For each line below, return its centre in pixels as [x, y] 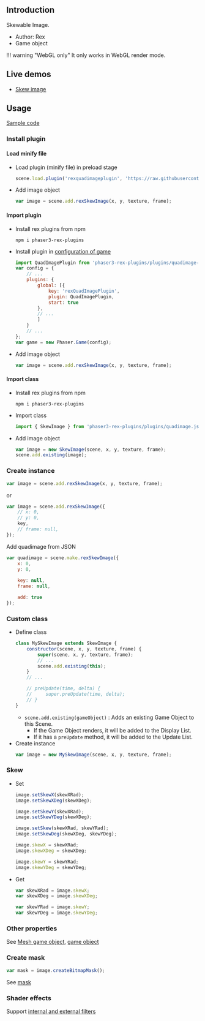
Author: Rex [30, 37]
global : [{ [51, 285]
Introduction [31, 10]
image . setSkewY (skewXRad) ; [50, 812]
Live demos [29, 74]
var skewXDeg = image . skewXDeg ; [56, 896]
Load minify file [27, 153]
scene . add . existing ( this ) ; [72, 666]
